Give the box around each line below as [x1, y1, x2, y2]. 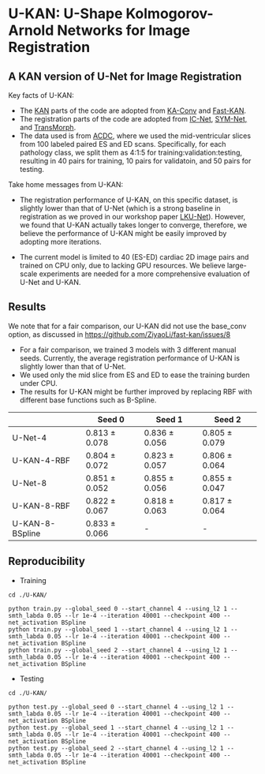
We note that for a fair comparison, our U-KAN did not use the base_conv [8, 321, 247, 331]
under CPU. [19, 378, 58, 387]
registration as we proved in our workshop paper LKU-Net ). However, [19, 212, 246, 221]
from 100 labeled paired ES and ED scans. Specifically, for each [19, 140, 226, 148]
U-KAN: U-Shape [8, 5, 123, 23]
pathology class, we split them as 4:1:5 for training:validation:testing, [19, 148, 243, 157]
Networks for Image [56, 21, 191, 39]
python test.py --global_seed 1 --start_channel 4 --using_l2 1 [8, 724, 224, 731]
